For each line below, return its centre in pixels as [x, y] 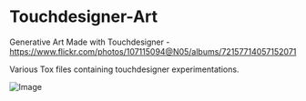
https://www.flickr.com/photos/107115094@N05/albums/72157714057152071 [153, 51]
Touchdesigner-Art [84, 17]
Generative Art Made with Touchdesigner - [90, 42]
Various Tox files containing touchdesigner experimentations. [124, 69]
